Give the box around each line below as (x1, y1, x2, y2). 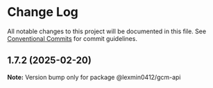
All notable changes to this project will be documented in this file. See (7, 27, 207, 35)
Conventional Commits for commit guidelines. (7, 34, 137, 42)
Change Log (7, 4, 78, 20)
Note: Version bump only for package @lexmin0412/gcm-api (7, 73, 182, 81)
